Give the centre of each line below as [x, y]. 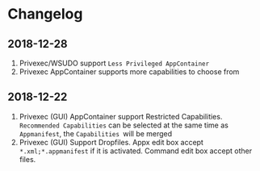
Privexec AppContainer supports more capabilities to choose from [129, 72]
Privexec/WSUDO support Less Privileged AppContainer [114, 63]
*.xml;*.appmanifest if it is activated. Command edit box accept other [136, 151]
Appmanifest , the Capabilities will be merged [96, 133]
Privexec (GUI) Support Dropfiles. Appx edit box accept [111, 142]
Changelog [45, 14]
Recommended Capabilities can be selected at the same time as [124, 125]
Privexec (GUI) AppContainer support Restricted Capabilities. [121, 116]
